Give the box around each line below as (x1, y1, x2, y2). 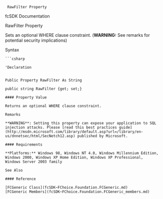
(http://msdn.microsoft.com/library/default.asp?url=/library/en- (5, 129, 143, 134)
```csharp (5, 56, 25, 61)
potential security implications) (5, 37, 68, 43)
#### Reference (5, 176, 36, 181)
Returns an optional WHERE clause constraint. (5, 103, 102, 108)
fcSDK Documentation (5, 13, 50, 19)
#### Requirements (5, 142, 43, 147)
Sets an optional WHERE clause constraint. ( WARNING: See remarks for (5, 32, 150, 38)
